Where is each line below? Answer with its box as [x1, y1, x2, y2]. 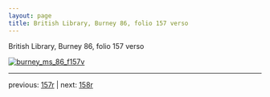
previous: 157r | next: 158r [8, 79, 94, 89]
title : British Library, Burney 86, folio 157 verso [8, 19, 189, 27]
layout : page [8, 11, 52, 20]
